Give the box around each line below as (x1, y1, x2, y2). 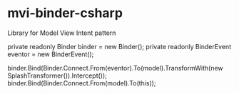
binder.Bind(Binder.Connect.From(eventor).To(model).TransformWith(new (7, 63, 223, 72)
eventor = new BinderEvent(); (7, 50, 94, 58)
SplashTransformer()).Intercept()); (7, 71, 107, 80)
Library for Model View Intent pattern (7, 28, 116, 37)
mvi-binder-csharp (7, 5, 123, 21)
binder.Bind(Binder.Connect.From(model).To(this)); (7, 78, 156, 87)
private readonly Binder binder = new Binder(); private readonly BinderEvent (7, 42, 232, 51)
